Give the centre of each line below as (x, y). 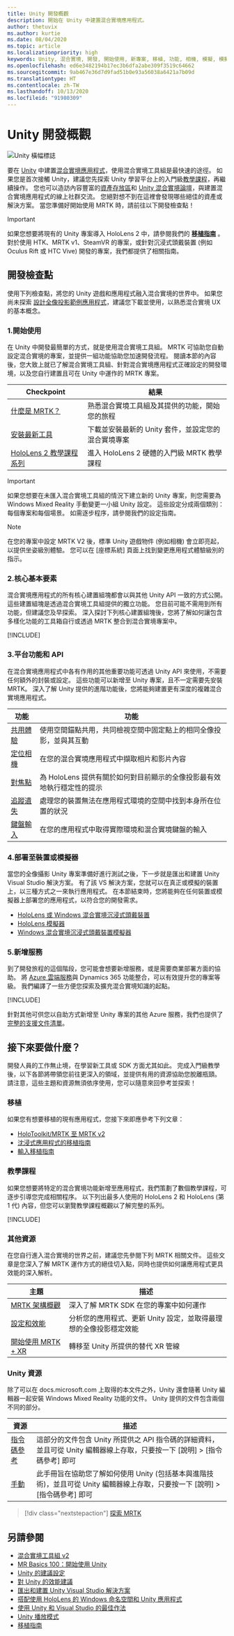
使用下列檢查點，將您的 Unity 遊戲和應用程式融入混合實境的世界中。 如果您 (115, 293)
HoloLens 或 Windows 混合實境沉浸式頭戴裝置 (83, 915)
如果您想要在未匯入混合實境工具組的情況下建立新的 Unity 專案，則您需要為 (114, 496)
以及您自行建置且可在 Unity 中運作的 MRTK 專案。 (91, 374)
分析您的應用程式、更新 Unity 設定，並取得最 (142, 1318)
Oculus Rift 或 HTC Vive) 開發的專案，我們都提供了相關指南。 (95, 251)
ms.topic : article (34, 46)
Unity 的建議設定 (41, 1573)
